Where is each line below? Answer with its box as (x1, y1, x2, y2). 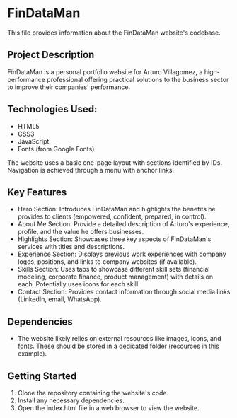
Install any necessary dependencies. (17, 396, 125, 405)
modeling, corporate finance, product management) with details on (17, 272, 214, 281)
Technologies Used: (7, 103, 98, 115)
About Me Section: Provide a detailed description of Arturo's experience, (17, 220, 230, 228)
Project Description (7, 49, 95, 61)
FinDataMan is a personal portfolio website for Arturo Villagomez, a (7, 67, 203, 76)
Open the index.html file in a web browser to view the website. (17, 404, 200, 412)
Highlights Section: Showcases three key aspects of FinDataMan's (17, 235, 212, 243)
